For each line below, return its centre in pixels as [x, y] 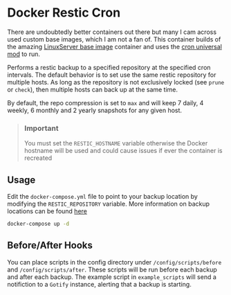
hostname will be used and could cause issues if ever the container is [123, 151]
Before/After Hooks [50, 245]
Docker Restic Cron [64, 13]
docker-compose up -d [38, 224]
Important [41, 128]
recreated [38, 158]
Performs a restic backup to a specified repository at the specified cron [109, 67]
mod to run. [24, 54]
